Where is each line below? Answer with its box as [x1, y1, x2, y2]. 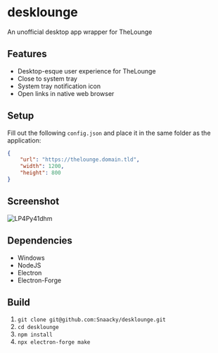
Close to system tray [17, 74, 77, 83]
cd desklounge [17, 324, 59, 331]
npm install [17, 331, 53, 339]
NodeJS [17, 261, 41, 269]
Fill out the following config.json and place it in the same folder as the [7, 128, 211, 137]
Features [7, 48, 47, 60]
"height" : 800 [20, 169, 61, 176]
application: [7, 136, 41, 145]
